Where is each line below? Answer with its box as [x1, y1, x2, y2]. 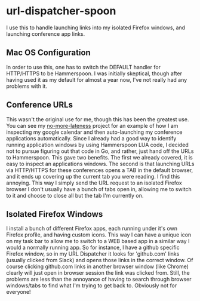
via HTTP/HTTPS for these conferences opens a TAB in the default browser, [6, 166, 193, 174]
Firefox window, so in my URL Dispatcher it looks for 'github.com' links [6, 250, 180, 257]
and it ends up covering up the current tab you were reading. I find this [6, 173, 180, 180]
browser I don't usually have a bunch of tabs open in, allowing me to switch [6, 185, 192, 192]
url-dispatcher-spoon [6, 4, 116, 18]
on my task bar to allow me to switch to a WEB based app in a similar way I [6, 238, 190, 245]
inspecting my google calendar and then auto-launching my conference [6, 128, 183, 136]
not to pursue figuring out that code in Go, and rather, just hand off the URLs [6, 148, 194, 155]
